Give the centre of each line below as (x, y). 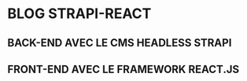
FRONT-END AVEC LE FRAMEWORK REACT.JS (124, 69)
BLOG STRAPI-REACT (79, 14)
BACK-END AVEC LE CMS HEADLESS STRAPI (120, 43)
